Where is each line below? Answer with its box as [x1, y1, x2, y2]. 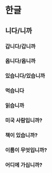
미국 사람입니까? [5, 117, 42, 124]
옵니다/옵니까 [5, 58, 36, 65]
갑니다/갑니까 [5, 42, 36, 50]
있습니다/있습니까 [5, 72, 45, 79]
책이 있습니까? [5, 132, 38, 139]
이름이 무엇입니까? [5, 146, 47, 153]
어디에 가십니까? [5, 161, 42, 168]
